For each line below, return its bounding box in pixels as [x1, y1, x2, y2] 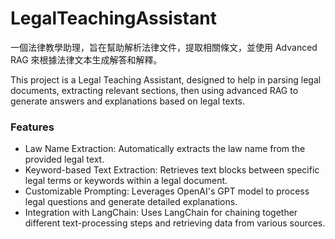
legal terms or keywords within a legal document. [24, 175, 228, 187]
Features [10, 120, 55, 134]
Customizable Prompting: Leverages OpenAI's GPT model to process [24, 185, 310, 197]
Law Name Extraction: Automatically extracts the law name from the [24, 143, 306, 155]
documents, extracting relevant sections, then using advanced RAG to [10, 84, 299, 96]
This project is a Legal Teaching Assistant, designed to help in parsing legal [10, 73, 322, 86]
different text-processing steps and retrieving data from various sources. [24, 217, 326, 229]
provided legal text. [24, 153, 105, 166]
